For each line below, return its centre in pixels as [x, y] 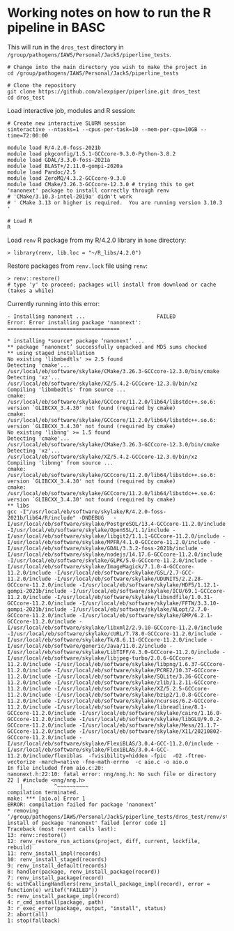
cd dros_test [26, 98]
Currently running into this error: [53, 303]
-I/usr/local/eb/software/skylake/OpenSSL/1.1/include [88, 530]
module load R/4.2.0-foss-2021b [54, 148]
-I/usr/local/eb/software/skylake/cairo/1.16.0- [151, 713]
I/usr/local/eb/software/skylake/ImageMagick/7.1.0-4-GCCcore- [101, 566]
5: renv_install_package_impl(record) [63, 896]
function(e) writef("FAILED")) [53, 890]
